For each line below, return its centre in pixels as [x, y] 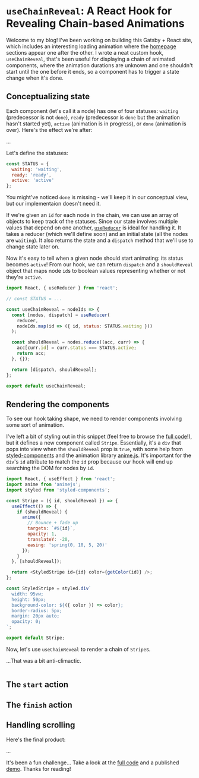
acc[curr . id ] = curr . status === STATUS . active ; [77, 348]
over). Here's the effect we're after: [49, 130]
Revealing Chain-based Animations [95, 23]
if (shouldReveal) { [42, 512]
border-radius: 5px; [37, 610]
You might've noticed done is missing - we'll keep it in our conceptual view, [97, 197]
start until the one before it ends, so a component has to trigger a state [93, 71]
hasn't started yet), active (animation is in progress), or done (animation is [96, 124]
